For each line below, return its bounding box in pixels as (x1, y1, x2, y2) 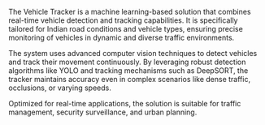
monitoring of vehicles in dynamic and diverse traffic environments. (8, 32, 235, 42)
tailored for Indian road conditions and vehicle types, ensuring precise (8, 24, 244, 33)
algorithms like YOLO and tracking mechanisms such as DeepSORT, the (8, 66, 249, 75)
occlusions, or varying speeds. (8, 83, 111, 93)
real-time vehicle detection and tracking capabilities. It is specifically (8, 15, 238, 25)
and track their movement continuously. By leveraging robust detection (8, 57, 246, 67)
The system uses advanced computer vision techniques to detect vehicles (8, 49, 258, 58)
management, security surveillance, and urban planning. (8, 107, 198, 117)
